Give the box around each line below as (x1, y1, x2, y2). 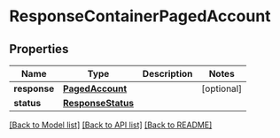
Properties (9, 42, 69, 57)
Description (142, 68, 193, 80)
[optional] (201, 82, 242, 95)
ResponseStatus (62, 97, 135, 109)
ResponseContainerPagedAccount (9, 6, 272, 27)
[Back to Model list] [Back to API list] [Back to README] (9, 119, 213, 130)
